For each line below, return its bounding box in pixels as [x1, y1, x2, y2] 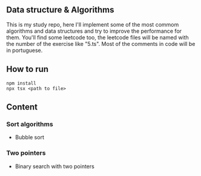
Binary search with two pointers [15, 163, 95, 170]
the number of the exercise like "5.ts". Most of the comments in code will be [6, 40, 196, 47]
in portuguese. [6, 47, 43, 54]
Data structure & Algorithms [6, 5, 114, 15]
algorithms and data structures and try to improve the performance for [6, 27, 182, 34]
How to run [6, 64, 49, 74]
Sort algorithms [6, 120, 53, 128]
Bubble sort [15, 134, 44, 141]
